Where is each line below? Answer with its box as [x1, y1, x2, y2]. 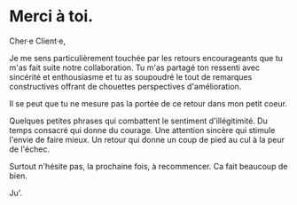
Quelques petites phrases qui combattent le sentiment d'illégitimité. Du [9, 115, 268, 126]
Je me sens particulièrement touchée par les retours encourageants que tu [9, 52, 284, 63]
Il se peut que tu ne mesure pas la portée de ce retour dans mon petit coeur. [9, 98, 288, 108]
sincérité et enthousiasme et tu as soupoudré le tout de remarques [9, 71, 253, 82]
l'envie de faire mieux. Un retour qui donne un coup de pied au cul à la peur [9, 134, 285, 145]
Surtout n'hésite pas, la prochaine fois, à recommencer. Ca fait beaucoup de [9, 161, 288, 171]
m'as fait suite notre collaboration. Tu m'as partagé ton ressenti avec [9, 62, 261, 73]
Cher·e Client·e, [9, 35, 66, 46]
